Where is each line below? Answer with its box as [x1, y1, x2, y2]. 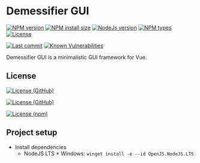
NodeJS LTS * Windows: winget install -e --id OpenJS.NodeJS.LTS [23, 150, 195, 157]
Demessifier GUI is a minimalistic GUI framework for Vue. [6, 53, 147, 61]
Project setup [6, 128, 58, 138]
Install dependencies [14, 143, 67, 150]
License [6, 71, 37, 81]
